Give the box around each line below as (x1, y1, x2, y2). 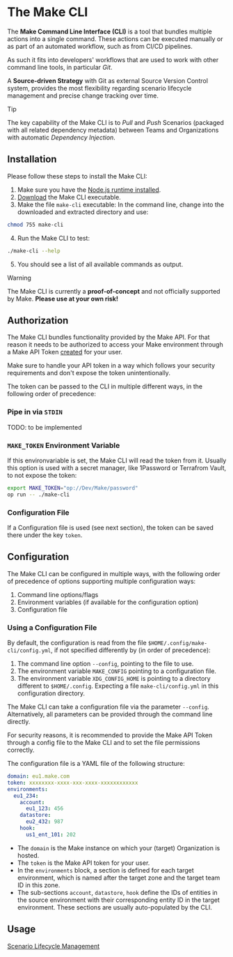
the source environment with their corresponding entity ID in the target (17, 896, 220, 904)
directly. (7, 718, 31, 726)
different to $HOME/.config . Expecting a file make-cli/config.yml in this (17, 681, 219, 691)
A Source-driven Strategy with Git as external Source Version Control (7, 76, 209, 84)
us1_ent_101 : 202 (25, 831, 77, 838)
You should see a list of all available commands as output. (17, 259, 184, 269)
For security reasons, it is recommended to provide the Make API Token (7, 731, 213, 739)
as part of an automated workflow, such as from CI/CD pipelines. (7, 42, 193, 50)
